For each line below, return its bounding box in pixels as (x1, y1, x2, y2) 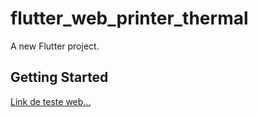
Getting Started (10, 69, 109, 86)
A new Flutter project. (10, 40, 100, 52)
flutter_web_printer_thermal (10, 7, 249, 30)
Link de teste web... (10, 95, 92, 107)
